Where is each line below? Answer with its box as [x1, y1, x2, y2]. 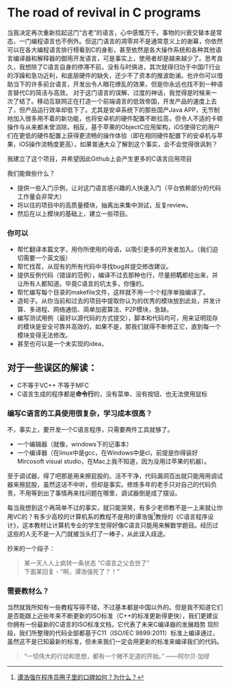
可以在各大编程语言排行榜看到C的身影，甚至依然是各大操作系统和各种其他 [7, 45, 216, 54]
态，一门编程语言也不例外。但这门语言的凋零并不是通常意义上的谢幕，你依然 [7, 36, 223, 45]
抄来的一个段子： [7, 544, 55, 552]
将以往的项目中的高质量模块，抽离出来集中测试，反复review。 [16, 200, 192, 209]
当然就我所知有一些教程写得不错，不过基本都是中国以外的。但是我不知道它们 [7, 603, 223, 612]
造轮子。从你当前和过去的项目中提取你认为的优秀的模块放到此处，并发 [16, 297, 216, 305]
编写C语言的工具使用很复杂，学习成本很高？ [7, 409, 153, 418]
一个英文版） [35, 254, 72, 262]
